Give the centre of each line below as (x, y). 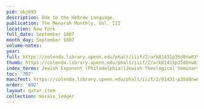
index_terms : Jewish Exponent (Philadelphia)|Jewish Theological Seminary (103, 68)
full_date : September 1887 (40, 35)
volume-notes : (24, 46)
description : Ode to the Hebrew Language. (61, 18)
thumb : (15, 62)
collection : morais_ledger (40, 96)
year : (13, 51)
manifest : (19, 79)
